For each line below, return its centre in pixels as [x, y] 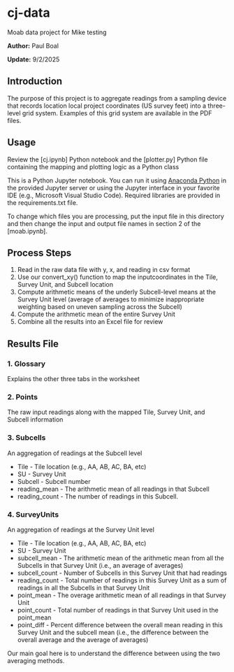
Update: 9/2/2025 [34, 59]
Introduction [35, 81]
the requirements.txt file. [43, 202]
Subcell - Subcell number [54, 481]
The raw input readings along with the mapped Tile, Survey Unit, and [106, 412]
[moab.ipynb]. [27, 231]
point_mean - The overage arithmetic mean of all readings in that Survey [122, 595]
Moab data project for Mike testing [57, 32]
